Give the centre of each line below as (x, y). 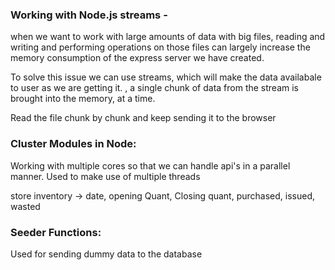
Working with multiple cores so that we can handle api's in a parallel (150, 165)
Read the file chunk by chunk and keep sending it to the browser (143, 118)
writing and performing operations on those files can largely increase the (160, 47)
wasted (25, 206)
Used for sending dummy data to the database (106, 254)
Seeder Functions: (56, 232)
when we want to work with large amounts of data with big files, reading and (168, 37)
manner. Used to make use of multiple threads (105, 176)
